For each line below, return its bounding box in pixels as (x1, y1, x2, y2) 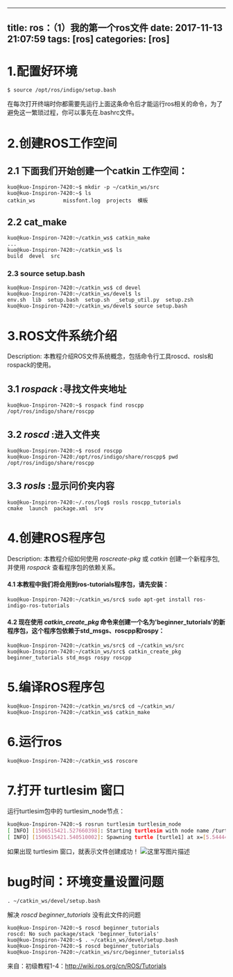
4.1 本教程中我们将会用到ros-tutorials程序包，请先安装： (7, 580, 169, 588)
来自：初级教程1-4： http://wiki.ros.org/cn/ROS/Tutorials (7, 962, 166, 970)
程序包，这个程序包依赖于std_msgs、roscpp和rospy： (7, 626, 165, 635)
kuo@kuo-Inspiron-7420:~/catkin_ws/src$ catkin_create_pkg (7, 648, 182, 656)
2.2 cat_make (7, 216, 67, 228)
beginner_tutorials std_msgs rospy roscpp (7, 654, 132, 661)
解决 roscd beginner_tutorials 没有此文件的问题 (7, 910, 141, 919)
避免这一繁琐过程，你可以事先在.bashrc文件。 (7, 108, 139, 117)
